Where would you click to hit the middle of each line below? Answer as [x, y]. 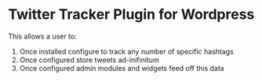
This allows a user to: [42, 36]
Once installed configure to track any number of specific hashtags [126, 51]
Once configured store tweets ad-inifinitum [89, 60]
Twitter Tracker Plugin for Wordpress [131, 15]
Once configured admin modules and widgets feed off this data [122, 68]
